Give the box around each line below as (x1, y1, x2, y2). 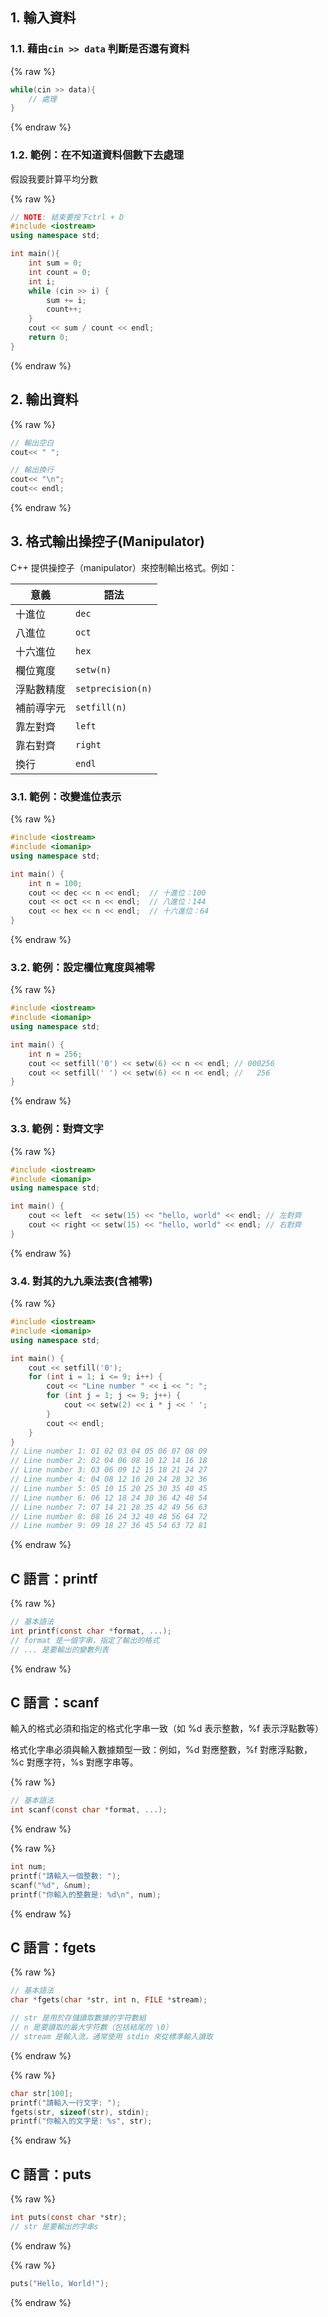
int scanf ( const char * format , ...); (10, 1805, 168, 1815)
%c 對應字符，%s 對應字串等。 (10, 1756, 139, 1768)
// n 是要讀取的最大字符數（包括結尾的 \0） (10, 2023, 173, 2033)
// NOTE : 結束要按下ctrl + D (10, 212, 125, 222)
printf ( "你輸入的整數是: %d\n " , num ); (10, 1889, 162, 1900)
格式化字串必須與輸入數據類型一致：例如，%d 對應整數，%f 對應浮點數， (10, 1744, 313, 1756)
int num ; (10, 1862, 47, 1872)
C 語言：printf (10, 1570, 98, 1587)
